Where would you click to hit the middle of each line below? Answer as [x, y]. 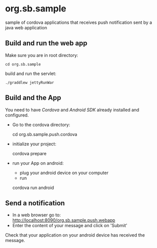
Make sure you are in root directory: [42, 55]
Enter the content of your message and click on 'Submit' [70, 226]
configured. [17, 115]
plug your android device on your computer [64, 173]
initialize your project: [34, 144]
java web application [26, 27]
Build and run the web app [46, 43]
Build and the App [33, 98]
